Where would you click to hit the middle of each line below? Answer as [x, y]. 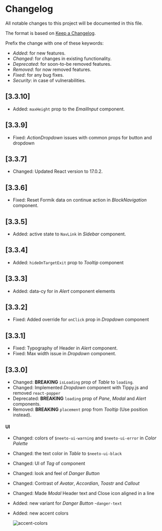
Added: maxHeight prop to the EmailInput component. [69, 109]
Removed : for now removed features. [52, 69]
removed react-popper [36, 393]
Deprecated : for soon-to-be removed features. [62, 64]
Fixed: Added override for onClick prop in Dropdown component [81, 320]
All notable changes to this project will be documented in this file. [74, 23]
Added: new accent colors [40, 513]
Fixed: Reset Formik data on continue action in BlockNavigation [80, 200]
